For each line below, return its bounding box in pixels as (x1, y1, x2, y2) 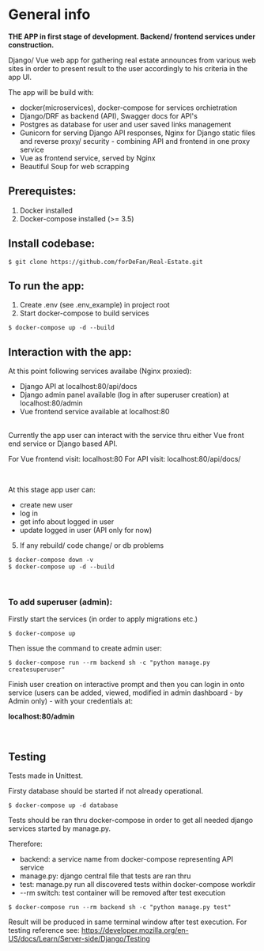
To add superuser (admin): (8, 597, 113, 608)
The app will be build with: (8, 87, 94, 96)
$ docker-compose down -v (8, 556, 93, 564)
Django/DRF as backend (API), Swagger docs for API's (19, 111, 198, 120)
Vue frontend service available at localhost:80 (19, 407, 170, 417)
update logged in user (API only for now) (19, 526, 153, 535)
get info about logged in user (19, 517, 115, 526)
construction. (8, 40, 55, 49)
